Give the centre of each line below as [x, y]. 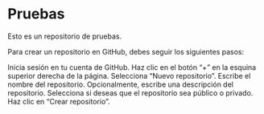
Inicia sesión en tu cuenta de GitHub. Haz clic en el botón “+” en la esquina [132, 67]
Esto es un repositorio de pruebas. [65, 36]
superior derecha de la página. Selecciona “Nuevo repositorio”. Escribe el [129, 75]
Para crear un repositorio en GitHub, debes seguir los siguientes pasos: [126, 51]
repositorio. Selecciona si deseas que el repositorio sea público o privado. [130, 92]
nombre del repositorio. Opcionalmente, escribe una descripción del [121, 84]
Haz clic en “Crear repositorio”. [59, 101]
